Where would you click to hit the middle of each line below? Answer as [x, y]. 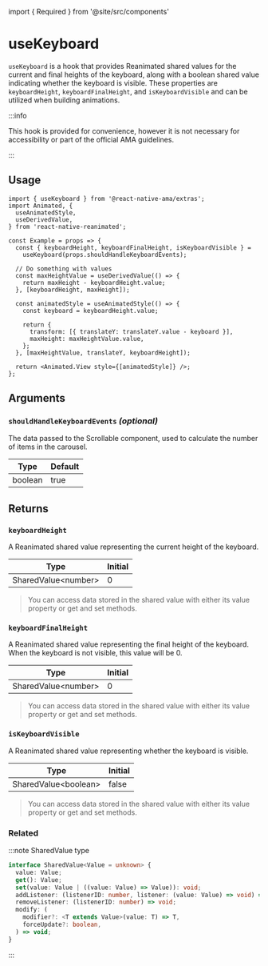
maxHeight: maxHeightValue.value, [87, 339]
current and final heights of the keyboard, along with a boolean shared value [134, 74]
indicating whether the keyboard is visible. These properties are [113, 82]
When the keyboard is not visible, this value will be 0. [95, 653]
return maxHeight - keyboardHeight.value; [94, 283]
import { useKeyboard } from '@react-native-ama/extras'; [106, 198]
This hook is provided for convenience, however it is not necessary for [124, 130]
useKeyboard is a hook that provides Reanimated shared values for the [122, 66]
